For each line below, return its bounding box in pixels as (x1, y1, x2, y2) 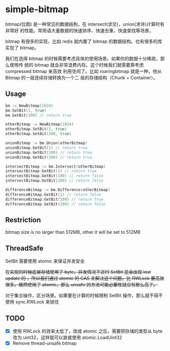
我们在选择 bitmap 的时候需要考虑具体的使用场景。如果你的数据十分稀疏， (5, 55, 161, 62)
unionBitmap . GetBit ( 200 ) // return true (5, 154, 93, 160)
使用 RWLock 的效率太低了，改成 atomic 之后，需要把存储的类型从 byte (12, 328, 163, 334)
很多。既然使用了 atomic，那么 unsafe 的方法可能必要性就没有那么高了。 (5, 282, 158, 288)
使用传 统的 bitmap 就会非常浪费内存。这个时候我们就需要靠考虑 (9, 62, 144, 68)
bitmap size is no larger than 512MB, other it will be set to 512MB (5, 229, 141, 235)
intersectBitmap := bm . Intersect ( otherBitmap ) (5, 164, 106, 169)
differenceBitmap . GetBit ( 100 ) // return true (5, 197, 103, 202)
